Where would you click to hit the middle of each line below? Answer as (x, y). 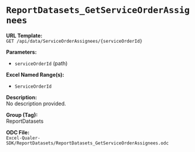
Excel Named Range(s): (35, 74)
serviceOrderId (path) (41, 63)
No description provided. (36, 103)
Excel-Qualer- (23, 138)
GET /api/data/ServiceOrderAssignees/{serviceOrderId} (74, 41)
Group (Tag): (22, 115)
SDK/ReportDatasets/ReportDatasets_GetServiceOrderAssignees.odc (87, 143)
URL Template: (24, 35)
